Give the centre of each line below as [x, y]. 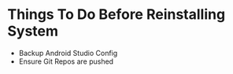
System [33, 31]
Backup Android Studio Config [68, 53]
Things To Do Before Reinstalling [116, 15]
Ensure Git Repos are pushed [66, 61]
